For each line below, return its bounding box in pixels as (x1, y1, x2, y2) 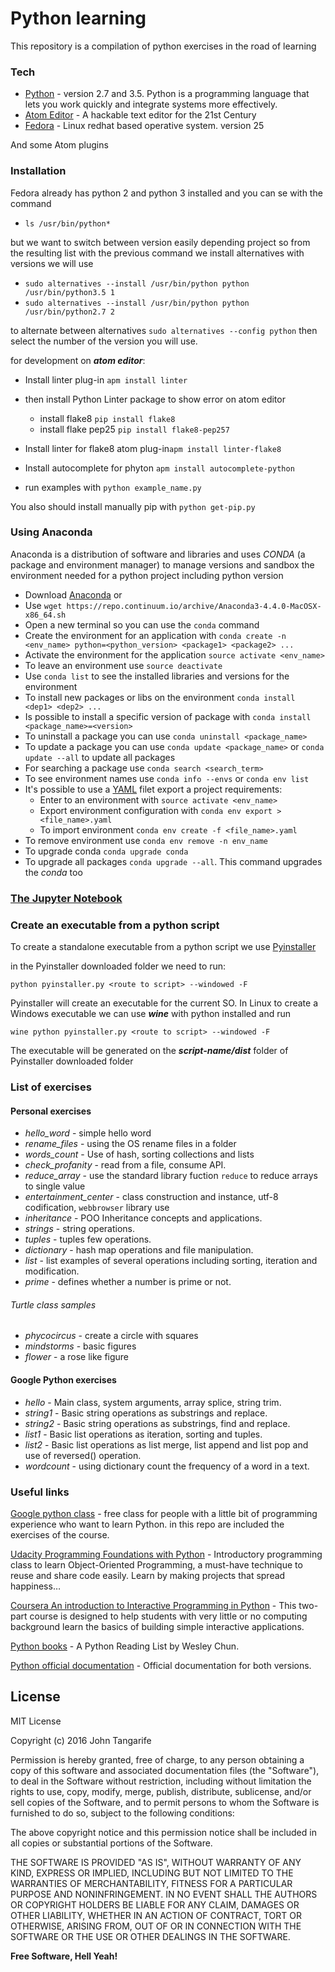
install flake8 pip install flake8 (39, 412, 176, 424)
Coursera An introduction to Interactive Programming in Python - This (10, 1599, 297, 1611)
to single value (24, 1180, 86, 1192)
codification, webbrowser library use (24, 1202, 170, 1214)
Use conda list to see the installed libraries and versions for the (24, 670, 290, 682)
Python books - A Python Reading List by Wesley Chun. (10, 1640, 240, 1652)
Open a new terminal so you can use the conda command (24, 618, 260, 631)
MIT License (10, 1715, 62, 1727)
